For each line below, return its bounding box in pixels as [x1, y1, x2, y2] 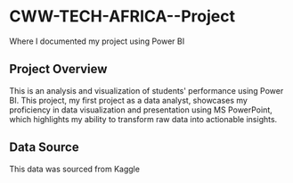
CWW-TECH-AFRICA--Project [9, 6, 236, 27]
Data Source [9, 140, 79, 155]
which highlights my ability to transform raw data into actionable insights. [9, 113, 278, 124]
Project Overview [9, 62, 108, 77]
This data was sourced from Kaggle [9, 163, 141, 174]
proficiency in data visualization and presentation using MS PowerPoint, [9, 104, 273, 115]
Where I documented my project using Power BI [9, 36, 185, 46]
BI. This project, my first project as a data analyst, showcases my [9, 95, 248, 105]
